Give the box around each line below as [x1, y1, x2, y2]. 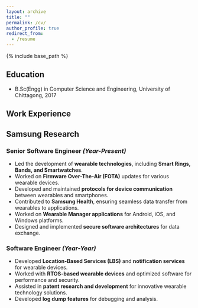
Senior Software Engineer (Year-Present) [6, 146, 126, 155]
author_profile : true [6, 25, 60, 31]
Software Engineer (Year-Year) [6, 244, 96, 252]
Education [6, 69, 45, 80]
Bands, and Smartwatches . [14, 166, 83, 174]
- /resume [11, 36, 35, 42]
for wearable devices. [14, 264, 68, 271]
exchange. [14, 229, 41, 236]
